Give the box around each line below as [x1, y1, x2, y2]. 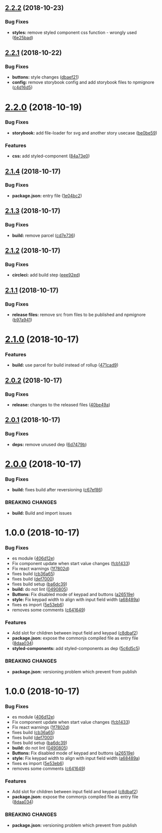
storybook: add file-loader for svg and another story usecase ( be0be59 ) [12, 130, 158, 135]
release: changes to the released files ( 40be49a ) [12, 402, 110, 408]
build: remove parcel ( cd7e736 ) [12, 233, 75, 238]
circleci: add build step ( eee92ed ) [12, 272, 81, 278]
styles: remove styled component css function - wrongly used [12, 29, 137, 35]
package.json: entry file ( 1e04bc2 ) [12, 193, 82, 199]
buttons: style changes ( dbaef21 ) [12, 74, 79, 80]
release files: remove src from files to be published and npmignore [12, 312, 146, 317]
